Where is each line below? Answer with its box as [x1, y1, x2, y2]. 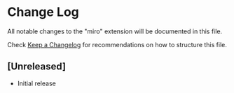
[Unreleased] [7, 60, 67, 73]
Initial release [17, 79, 56, 87]
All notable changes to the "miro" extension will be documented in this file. [7, 27, 223, 35]
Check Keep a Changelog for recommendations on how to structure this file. [7, 40, 228, 49]
